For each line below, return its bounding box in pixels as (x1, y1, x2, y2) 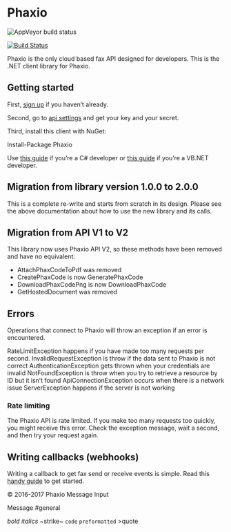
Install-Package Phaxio (7, 140, 72, 149)
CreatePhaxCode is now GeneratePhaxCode (17, 273, 143, 281)
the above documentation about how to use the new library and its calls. (7, 207, 212, 215)
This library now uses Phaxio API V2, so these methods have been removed (7, 245, 223, 254)
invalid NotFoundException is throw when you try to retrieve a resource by (7, 369, 218, 377)
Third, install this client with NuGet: (7, 126, 107, 135)
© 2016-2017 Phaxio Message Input (7, 491, 109, 499)
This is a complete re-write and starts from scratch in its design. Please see (7, 199, 222, 208)
